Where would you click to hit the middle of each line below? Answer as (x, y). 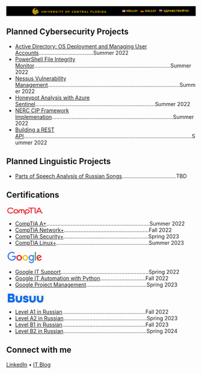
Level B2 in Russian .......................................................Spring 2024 (96, 331)
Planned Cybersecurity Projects (68, 32)
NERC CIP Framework (42, 110)
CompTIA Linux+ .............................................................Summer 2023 (99, 243)
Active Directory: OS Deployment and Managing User (81, 46)
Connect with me (39, 350)
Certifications (33, 195)
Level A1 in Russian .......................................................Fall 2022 (92, 312)
